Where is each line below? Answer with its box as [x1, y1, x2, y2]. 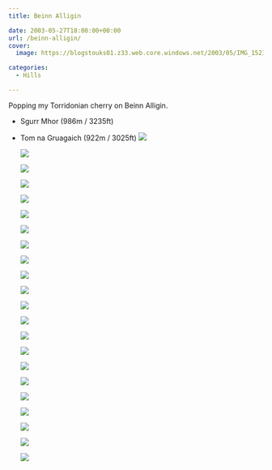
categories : [8, 64, 49, 72]
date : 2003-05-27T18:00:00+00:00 [8, 26, 121, 35]
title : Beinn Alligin [8, 11, 82, 20]
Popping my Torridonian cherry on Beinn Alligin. [8, 100, 168, 110]
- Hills [15, 71, 42, 79]
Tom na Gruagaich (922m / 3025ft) [19, 133, 138, 143]
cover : [8, 41, 31, 49]
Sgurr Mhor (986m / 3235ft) [19, 116, 114, 126]
